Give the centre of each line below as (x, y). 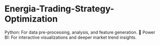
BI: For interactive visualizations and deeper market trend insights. (71, 37)
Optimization (31, 19)
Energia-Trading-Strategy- (59, 9)
